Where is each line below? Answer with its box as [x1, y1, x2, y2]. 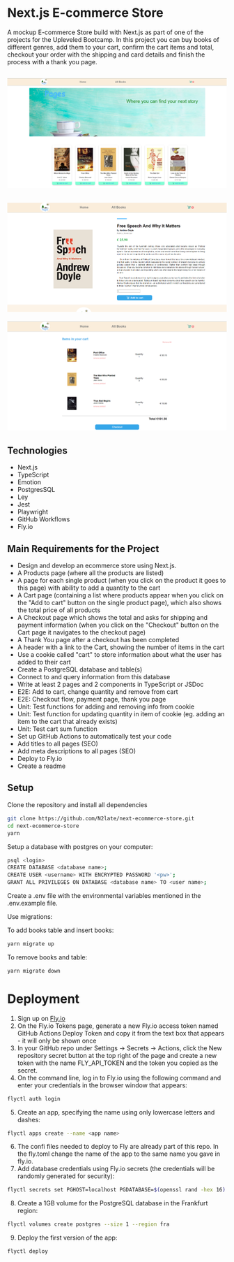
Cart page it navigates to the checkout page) [17, 628, 146, 637]
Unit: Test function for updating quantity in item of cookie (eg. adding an [17, 710, 225, 718]
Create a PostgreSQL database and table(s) [17, 665, 143, 674]
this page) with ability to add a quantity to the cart [17, 583, 161, 592]
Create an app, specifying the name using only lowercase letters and [17, 1108, 215, 1116]
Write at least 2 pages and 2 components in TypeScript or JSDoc [17, 680, 204, 689]
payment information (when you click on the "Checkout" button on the [17, 621, 219, 630]
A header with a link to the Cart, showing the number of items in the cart [17, 643, 225, 651]
